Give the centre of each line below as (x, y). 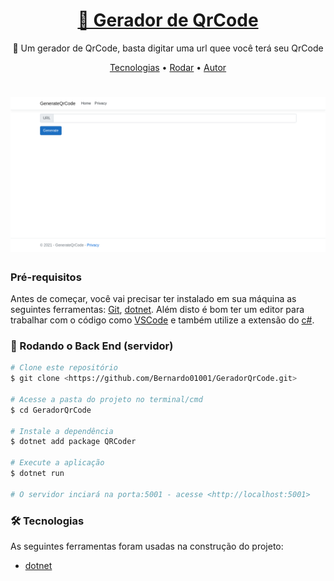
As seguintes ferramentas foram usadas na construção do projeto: (147, 546)
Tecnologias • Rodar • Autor (168, 67)
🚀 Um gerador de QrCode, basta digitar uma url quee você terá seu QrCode (168, 48)
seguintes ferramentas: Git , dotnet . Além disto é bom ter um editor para (157, 309)
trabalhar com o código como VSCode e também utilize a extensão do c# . (162, 320)
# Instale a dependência (62, 431)
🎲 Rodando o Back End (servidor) (92, 346)
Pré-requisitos (46, 277)
